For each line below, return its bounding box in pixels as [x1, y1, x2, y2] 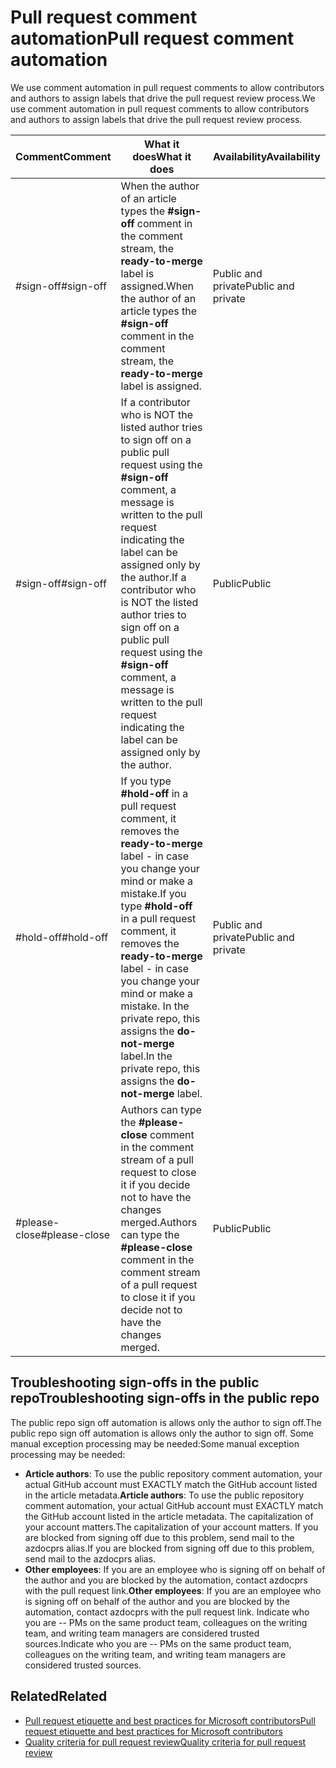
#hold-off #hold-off [15, 930, 109, 944]
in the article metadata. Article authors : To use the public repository [24, 1489, 305, 1501]
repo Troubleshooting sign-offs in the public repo [10, 1390, 320, 1407]
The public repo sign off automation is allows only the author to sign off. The [10, 1416, 322, 1428]
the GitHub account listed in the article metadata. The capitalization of [24, 1510, 314, 1522]
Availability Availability [212, 149, 321, 163]
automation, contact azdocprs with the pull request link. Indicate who [24, 1606, 310, 1618]
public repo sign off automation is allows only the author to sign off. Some [10, 1427, 314, 1439]
